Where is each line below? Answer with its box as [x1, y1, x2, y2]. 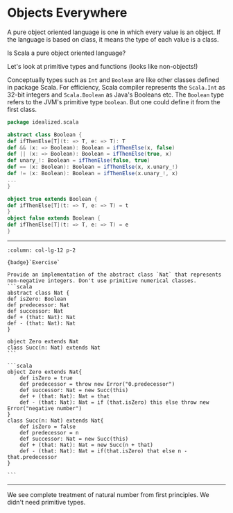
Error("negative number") [7, 405, 82, 412]
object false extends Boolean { [7, 215, 101, 222]
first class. [7, 105, 37, 113]
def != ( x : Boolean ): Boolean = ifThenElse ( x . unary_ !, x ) [7, 170, 178, 177]
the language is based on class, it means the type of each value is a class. [7, 35, 220, 43]
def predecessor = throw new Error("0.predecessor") [19, 380, 175, 387]
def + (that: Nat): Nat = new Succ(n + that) [19, 441, 154, 448]
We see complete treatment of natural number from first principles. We [7, 490, 209, 498]
